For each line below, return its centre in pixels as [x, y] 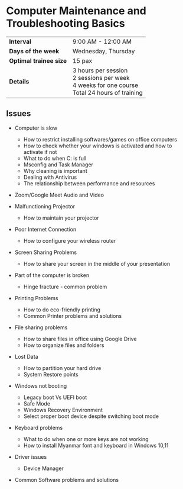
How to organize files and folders [64, 345]
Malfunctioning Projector [45, 206]
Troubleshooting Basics [66, 23]
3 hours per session [100, 70]
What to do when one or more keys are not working [86, 439]
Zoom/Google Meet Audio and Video [59, 195]
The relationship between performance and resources [89, 183]
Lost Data [26, 356]
